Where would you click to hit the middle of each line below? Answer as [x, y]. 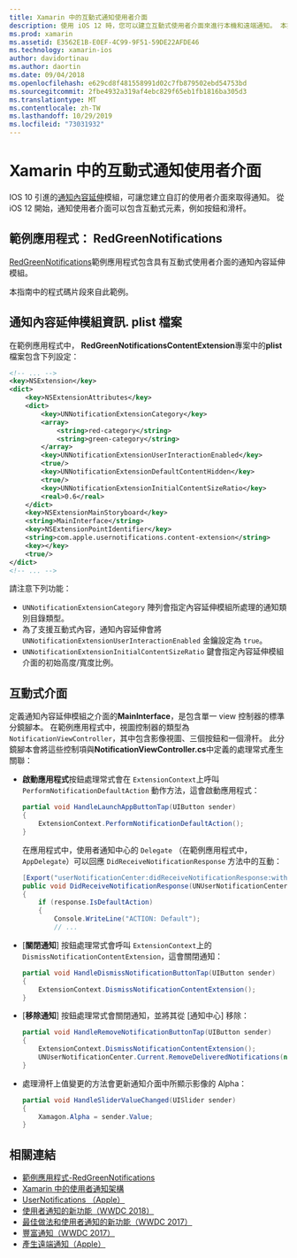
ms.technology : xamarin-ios [61, 50]
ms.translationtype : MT [53, 100]
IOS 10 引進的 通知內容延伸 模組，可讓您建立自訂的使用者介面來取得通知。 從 [147, 197]
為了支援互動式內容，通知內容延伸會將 [91, 629]
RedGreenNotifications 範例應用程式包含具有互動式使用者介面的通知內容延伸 [147, 261]
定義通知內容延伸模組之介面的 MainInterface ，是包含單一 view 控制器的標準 [147, 716]
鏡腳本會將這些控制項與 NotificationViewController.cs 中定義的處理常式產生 [147, 750]
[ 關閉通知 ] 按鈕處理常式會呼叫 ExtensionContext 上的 [117, 945]
